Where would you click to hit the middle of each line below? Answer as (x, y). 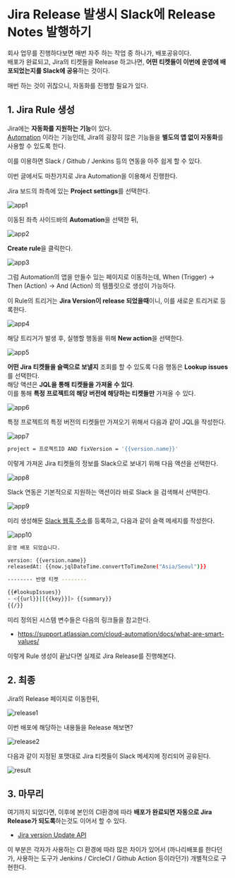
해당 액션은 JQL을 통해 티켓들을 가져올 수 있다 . (71, 384)
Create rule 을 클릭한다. (40, 248)
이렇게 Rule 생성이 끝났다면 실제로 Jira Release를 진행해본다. (92, 656)
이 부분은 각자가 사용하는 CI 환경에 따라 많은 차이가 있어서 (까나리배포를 (106, 850)
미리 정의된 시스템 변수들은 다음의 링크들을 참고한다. (79, 620)
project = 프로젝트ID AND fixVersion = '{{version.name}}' (93, 449)
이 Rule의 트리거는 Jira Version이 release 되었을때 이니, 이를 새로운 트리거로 (113, 300)
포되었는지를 (25, 71)
